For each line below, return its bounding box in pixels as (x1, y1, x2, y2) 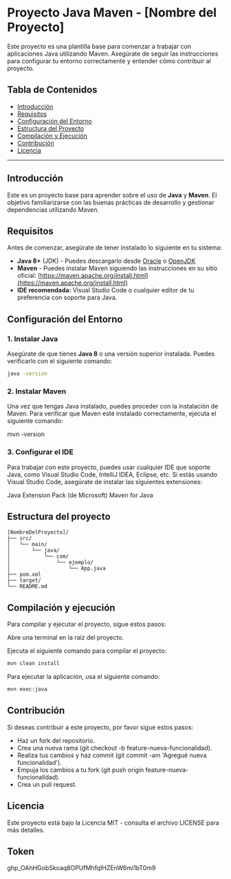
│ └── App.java (7, 565, 107, 572)
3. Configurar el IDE (7, 447, 74, 457)
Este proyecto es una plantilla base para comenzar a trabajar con (7, 42, 191, 50)
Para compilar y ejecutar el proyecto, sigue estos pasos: (7, 620, 166, 629)
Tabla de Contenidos (7, 84, 98, 96)
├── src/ (7, 535, 32, 542)
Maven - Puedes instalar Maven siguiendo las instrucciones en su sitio (16, 264, 218, 272)
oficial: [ (16, 272, 41, 280)
